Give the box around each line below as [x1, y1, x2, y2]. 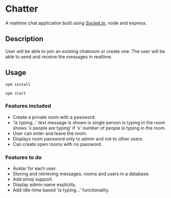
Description [5, 35, 43, 43]
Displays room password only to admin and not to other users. [12, 135, 144, 142]
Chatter [5, 3, 38, 15]
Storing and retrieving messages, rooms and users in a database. [12, 171, 150, 177]
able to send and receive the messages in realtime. [5, 53, 113, 60]
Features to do [5, 154, 42, 161]
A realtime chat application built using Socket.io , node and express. [5, 20, 147, 26]
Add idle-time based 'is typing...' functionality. [12, 187, 110, 193]
